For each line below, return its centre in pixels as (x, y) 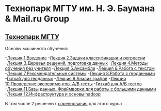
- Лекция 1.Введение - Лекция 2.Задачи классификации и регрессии (75, 58)
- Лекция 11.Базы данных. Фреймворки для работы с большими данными (80, 89)
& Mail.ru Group (37, 19)
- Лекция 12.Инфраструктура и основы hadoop (53, 94)
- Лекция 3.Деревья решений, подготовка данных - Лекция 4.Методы (76, 63)
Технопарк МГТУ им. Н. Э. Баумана (80, 9)
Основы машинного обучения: (37, 48)
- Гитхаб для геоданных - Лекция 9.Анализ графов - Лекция (65, 79)
